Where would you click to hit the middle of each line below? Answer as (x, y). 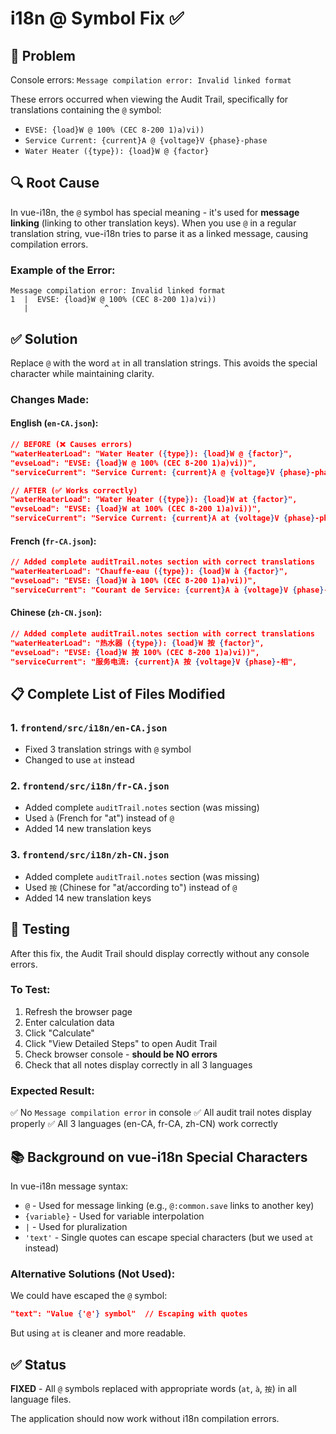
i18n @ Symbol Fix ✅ (97, 18)
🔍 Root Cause (55, 183)
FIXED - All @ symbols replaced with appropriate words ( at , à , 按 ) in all (153, 1388)
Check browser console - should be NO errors (121, 1054)
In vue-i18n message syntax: (69, 1186)
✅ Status (38, 1364)
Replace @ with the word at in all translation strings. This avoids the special (164, 363)
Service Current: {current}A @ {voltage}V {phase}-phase (146, 141)
